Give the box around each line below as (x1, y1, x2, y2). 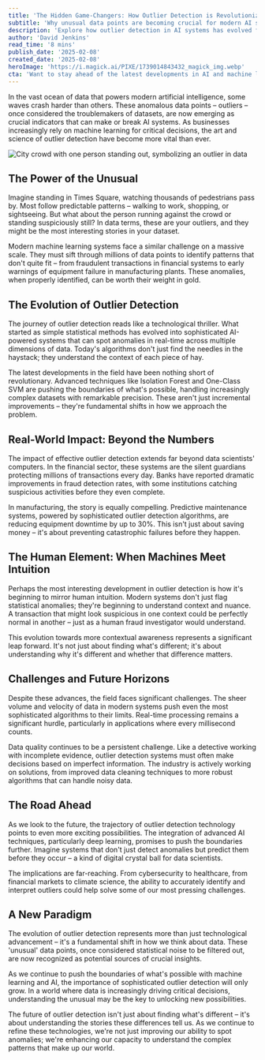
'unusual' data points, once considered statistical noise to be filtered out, (8, 946, 245, 955)
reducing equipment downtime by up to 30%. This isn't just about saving (8, 519, 244, 529)
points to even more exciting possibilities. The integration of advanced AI (8, 828, 245, 837)
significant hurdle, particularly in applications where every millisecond (8, 718, 236, 728)
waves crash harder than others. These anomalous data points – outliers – (8, 100, 248, 110)
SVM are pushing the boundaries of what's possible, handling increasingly (8, 384, 250, 395)
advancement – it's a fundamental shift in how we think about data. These (8, 937, 248, 947)
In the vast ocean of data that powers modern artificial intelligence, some (8, 92, 246, 101)
